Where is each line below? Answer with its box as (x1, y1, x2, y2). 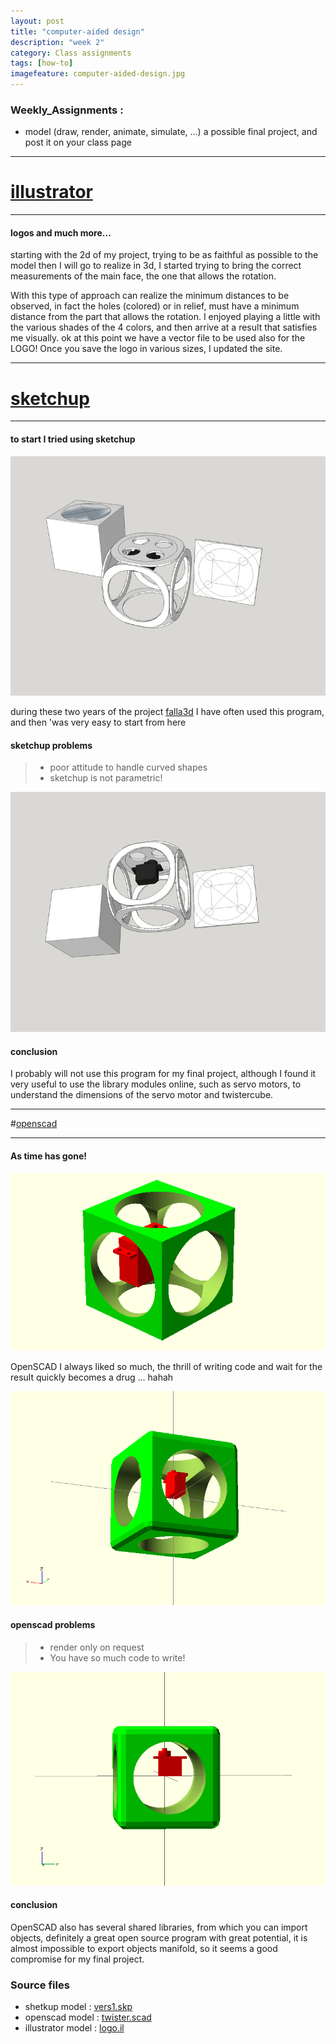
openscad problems (10, 1618, 96, 1630)
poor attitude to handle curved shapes (49, 761, 208, 774)
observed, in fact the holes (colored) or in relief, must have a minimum (10, 300, 300, 312)
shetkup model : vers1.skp (24, 2001, 133, 2013)
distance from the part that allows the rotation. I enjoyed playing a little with (10, 311, 321, 323)
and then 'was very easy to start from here (10, 716, 187, 729)
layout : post (10, 16, 65, 26)
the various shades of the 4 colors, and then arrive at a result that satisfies (10, 321, 318, 334)
